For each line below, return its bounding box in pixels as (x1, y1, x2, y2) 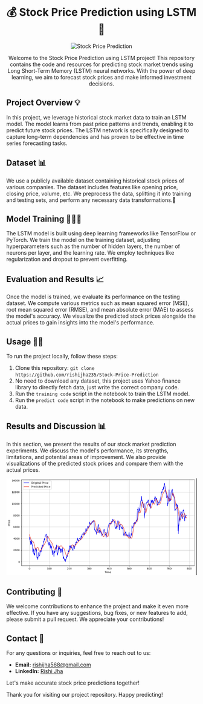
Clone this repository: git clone (14, 364, 95, 371)
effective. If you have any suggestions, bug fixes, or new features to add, (6, 609, 188, 617)
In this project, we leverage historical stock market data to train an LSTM (6, 113, 187, 121)
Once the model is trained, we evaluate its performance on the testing (6, 293, 180, 301)
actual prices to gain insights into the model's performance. (6, 319, 155, 326)
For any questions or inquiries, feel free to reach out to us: (6, 649, 151, 657)
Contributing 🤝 (6, 586, 63, 597)
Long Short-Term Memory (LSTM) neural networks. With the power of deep (7, 67, 196, 74)
